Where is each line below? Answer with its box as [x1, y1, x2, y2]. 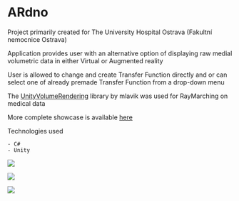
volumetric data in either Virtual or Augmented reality [7, 56, 163, 65]
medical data [7, 99, 46, 107]
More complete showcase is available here [7, 113, 133, 121]
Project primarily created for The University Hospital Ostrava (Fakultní [7, 28, 213, 36]
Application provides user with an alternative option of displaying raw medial [7, 49, 233, 58]
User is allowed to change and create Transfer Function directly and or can [7, 70, 228, 79]
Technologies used [7, 126, 63, 135]
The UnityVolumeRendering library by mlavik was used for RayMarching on [7, 92, 228, 100]
